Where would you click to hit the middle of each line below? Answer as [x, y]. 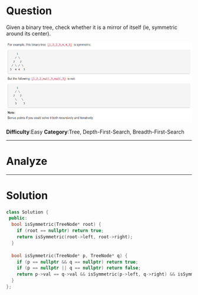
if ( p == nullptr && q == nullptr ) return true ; [77, 262]
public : [18, 218]
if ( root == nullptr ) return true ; [60, 231]
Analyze [27, 161]
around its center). [29, 33]
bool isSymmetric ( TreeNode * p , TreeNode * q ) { [70, 255]
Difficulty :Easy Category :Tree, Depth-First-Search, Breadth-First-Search [95, 132]
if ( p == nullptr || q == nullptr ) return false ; [79, 268]
